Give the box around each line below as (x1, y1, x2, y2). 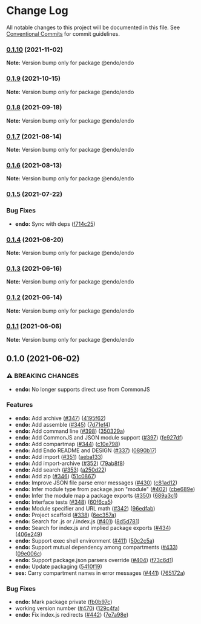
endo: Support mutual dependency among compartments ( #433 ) (15, 543, 179, 551)
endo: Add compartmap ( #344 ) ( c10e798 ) (15, 440, 120, 447)
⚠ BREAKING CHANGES (6, 371, 79, 380)
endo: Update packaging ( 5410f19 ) (15, 563, 103, 570)
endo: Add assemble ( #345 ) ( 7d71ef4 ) (15, 421, 111, 428)
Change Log (6, 4, 68, 18)
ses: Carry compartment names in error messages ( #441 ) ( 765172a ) (15, 569, 186, 577)
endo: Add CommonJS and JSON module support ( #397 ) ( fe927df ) (15, 433, 183, 441)
